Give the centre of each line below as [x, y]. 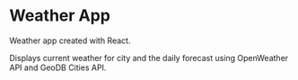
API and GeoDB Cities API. [58, 67]
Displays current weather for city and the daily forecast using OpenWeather [149, 58]
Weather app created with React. [70, 40]
